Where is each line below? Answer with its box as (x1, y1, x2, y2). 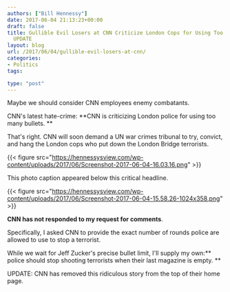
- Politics (7, 61, 39, 68)
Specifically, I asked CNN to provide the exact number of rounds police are (7, 228, 220, 237)
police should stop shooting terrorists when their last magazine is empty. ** (7, 256, 222, 265)
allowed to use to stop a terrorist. (7, 236, 101, 244)
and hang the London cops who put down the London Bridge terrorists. (7, 140, 209, 148)
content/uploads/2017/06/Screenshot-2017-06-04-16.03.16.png (7, 161, 188, 169)
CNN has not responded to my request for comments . (7, 215, 163, 223)
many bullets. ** (7, 120, 53, 128)
